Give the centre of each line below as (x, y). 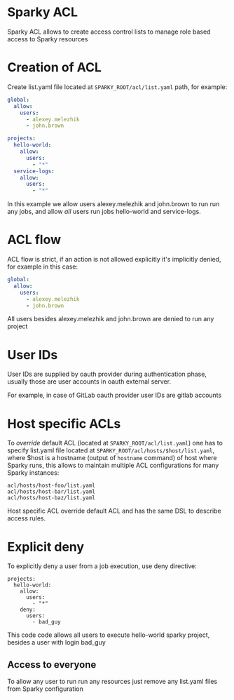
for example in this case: (43, 267)
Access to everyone (52, 665)
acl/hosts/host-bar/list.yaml (51, 492)
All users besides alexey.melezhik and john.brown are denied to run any (111, 319)
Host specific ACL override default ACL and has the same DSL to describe (115, 511)
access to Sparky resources (48, 39)
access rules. (27, 518)
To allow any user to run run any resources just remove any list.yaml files (112, 682)
